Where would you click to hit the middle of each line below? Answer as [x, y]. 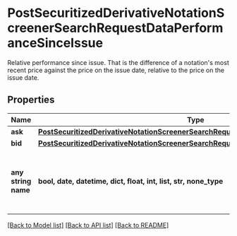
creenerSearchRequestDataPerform [115, 28]
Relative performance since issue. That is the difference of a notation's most [118, 62]
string [21, 181]
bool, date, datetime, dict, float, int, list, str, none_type [130, 181]
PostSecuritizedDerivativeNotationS [116, 13]
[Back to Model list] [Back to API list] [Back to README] [88, 225]
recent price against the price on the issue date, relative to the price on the [116, 70]
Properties [31, 100]
